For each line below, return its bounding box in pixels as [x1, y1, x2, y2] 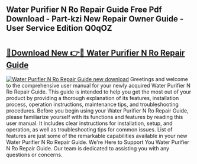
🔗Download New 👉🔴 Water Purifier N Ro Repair [6, 47, 185, 58]
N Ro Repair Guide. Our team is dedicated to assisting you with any [6, 145, 170, 152]
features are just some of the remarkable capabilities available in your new [6, 133, 188, 139]
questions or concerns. [6, 151, 63, 158]
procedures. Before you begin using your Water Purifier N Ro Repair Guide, [6, 107, 189, 114]
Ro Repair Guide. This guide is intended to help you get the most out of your [6, 88, 191, 95]
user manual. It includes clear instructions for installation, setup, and [6, 120, 173, 127]
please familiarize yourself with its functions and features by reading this [6, 114, 183, 120]
